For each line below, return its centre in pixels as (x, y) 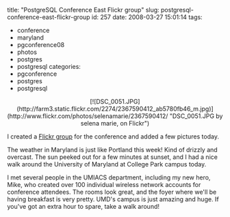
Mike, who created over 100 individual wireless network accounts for (104, 185)
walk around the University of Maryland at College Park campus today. (107, 164)
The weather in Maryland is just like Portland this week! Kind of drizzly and (112, 150)
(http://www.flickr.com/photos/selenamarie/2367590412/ (88, 116)
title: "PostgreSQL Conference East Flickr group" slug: (83, 10)
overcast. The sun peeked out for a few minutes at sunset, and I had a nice (112, 157)
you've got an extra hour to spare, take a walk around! (83, 206)
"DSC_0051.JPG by (196, 116)
